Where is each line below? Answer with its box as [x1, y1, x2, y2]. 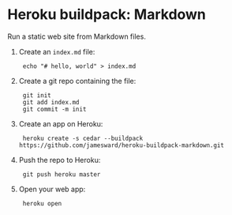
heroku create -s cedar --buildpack [22, 134, 144, 142]
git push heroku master [22, 170, 101, 179]
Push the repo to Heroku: [18, 155, 101, 164]
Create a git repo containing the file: [18, 76, 137, 85]
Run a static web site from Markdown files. [7, 32, 147, 41]
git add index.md [22, 98, 80, 106]
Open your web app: [18, 184, 86, 194]
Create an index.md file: [18, 47, 95, 56]
